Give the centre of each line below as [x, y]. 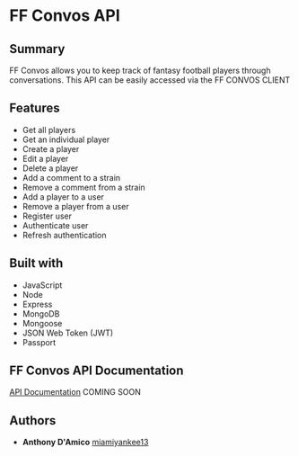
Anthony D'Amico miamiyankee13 [85, 443]
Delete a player [50, 168]
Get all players [49, 130]
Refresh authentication [64, 235]
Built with [36, 263]
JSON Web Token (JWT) [68, 333]
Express [37, 304]
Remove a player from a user [75, 206]
